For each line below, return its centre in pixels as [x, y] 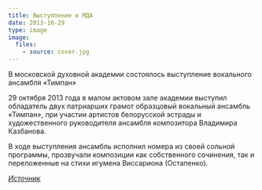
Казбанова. [27, 131]
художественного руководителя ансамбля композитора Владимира [123, 123]
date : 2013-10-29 [37, 23]
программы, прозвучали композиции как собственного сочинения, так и [131, 155]
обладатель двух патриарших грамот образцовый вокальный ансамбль [129, 106]
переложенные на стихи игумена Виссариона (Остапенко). [108, 163]
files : [26, 45]
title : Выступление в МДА [50, 15]
